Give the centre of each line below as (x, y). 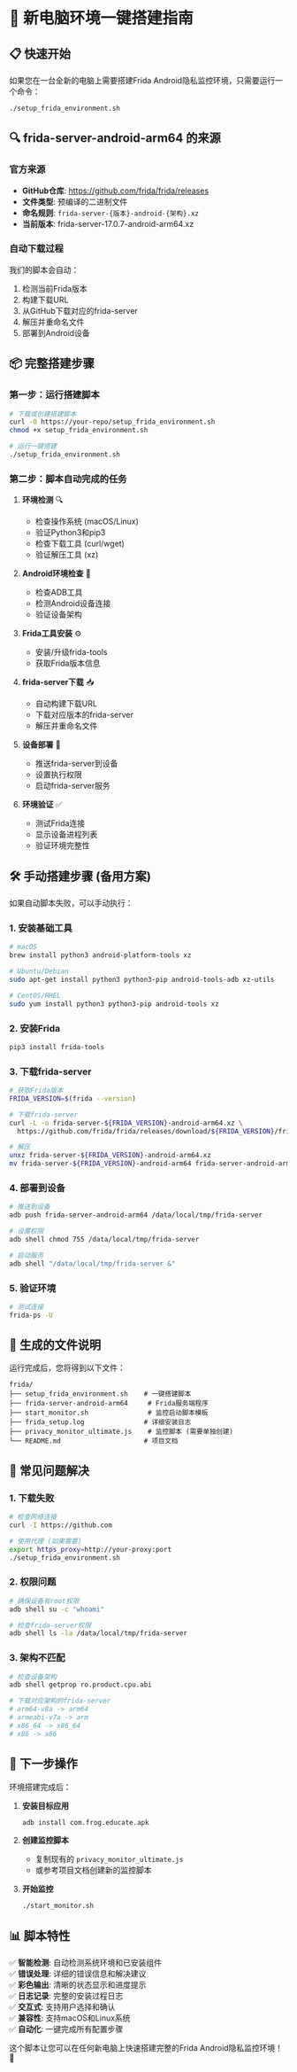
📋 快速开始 (40, 54)
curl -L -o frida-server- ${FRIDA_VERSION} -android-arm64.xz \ (126, 1123)
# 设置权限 (27, 1231)
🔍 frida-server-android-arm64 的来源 (115, 138)
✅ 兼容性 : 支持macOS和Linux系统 (70, 2018)
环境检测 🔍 (42, 500)
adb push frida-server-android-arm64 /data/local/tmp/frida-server (136, 1215)
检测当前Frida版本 (54, 288)
